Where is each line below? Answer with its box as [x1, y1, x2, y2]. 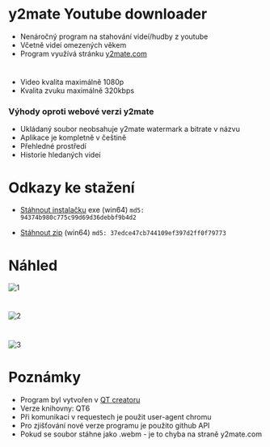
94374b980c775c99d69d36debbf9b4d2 [19, 213, 137, 222]
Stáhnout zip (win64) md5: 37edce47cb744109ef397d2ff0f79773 [19, 228, 226, 238]
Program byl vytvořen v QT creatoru [19, 394, 141, 404]
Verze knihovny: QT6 [19, 403, 91, 413]
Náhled [8, 256, 58, 275]
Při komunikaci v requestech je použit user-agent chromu [19, 411, 212, 421]
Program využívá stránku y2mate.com [19, 48, 147, 58]
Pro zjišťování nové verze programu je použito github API [19, 420, 210, 430]
